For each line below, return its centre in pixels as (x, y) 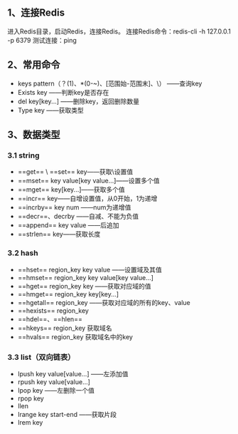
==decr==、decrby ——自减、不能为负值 (78, 217)
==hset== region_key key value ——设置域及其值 (90, 269)
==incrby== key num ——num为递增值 (74, 207)
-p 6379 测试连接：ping (42, 40)
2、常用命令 (34, 65)
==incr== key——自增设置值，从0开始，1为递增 (87, 199)
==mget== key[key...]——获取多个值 (71, 190)
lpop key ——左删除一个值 (56, 390)
